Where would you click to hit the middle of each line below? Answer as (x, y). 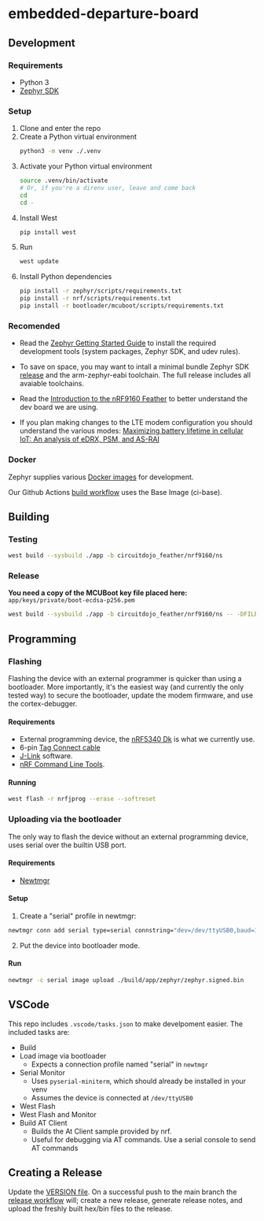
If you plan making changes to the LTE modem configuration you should (136, 423)
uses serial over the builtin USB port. (68, 845)
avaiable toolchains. (52, 384)
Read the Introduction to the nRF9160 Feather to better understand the (134, 399)
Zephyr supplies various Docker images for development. (101, 477)
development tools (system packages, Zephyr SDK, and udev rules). (130, 352)
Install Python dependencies (66, 277)
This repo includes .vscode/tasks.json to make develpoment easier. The (126, 1024)
